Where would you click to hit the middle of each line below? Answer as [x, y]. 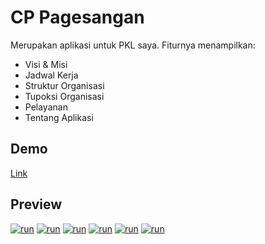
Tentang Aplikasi [59, 117]
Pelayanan [46, 107]
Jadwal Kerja [51, 75]
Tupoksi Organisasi [64, 96]
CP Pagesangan [77, 17]
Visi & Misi [46, 64]
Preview [36, 204]
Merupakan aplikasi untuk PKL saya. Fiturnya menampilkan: [133, 45]
